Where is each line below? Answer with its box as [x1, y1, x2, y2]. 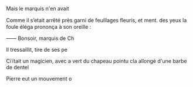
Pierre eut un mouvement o [6, 75, 72, 82]
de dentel [6, 64, 29, 71]
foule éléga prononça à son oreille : [6, 24, 92, 30]
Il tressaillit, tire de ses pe [6, 46, 68, 53]
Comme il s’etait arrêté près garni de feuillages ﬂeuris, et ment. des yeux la [6, 17, 187, 24]
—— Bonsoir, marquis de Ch [6, 35, 75, 42]
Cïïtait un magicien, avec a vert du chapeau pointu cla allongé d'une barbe [6, 58, 187, 64]
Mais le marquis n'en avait [6, 5, 69, 12]
